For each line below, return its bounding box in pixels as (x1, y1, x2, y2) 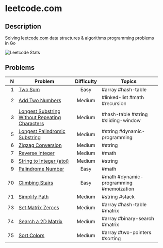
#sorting (101, 235, 121, 242)
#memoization (101, 185, 134, 192)
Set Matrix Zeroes (18, 204, 60, 211)
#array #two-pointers (101, 229, 152, 235)
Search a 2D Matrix (18, 218, 63, 225)
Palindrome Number (18, 165, 65, 172)
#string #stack (101, 193, 135, 200)
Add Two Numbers (18, 97, 62, 104)
